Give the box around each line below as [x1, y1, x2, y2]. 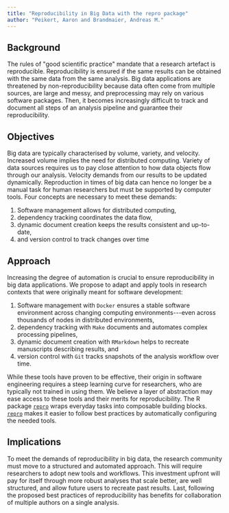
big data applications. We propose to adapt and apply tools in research [7, 281, 207, 289]
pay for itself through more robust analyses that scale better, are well [7, 476, 202, 484]
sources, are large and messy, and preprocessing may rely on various [7, 89, 204, 97]
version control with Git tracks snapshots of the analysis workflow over [16, 352, 219, 360]
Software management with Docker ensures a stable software [16, 301, 191, 309]
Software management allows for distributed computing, [16, 206, 177, 215]
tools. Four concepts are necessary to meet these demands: [7, 193, 177, 201]
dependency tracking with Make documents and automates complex [16, 323, 208, 331]
